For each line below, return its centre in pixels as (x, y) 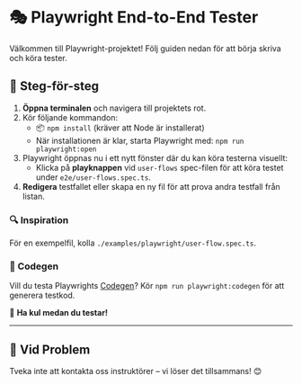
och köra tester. (38, 58)
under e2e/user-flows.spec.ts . (93, 177)
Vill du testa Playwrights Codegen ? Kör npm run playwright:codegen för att (147, 286)
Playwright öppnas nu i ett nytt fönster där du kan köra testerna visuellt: (155, 157)
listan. (33, 196)
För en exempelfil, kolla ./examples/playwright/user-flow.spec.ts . (133, 243)
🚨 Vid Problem (50, 349)
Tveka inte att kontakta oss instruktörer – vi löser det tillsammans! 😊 (136, 371)
